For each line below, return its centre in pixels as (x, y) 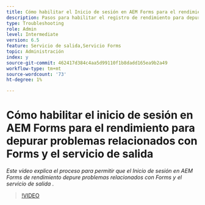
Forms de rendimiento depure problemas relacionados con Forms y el (94, 178)
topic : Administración (35, 52)
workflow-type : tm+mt (34, 68)
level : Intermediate (33, 35)
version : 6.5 (23, 40)
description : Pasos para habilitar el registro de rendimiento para (95, 18)
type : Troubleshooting (35, 23)
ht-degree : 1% (24, 80)
